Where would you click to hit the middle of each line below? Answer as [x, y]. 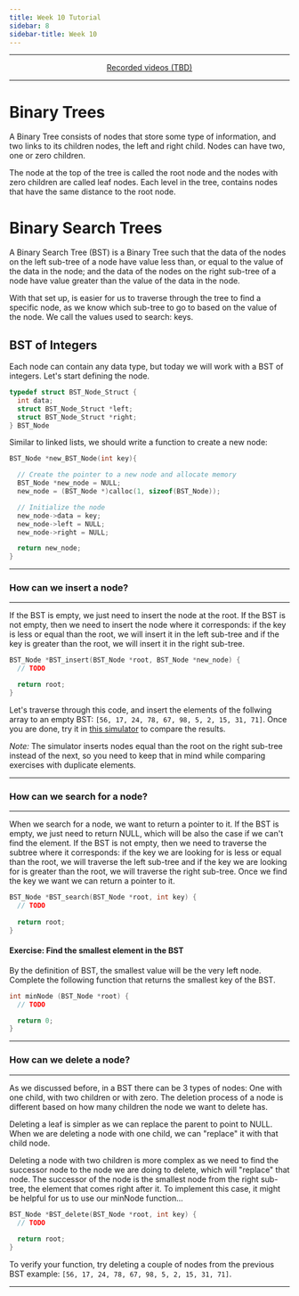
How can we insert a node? [69, 588]
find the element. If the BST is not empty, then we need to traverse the [138, 844]
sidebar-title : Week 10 [53, 34]
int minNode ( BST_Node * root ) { [69, 996]
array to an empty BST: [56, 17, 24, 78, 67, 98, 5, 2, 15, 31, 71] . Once [148, 719]
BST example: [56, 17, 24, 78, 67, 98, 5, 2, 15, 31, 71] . [121, 1274]
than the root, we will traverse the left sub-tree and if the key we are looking [148, 862]
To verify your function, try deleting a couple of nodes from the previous [141, 1265]
